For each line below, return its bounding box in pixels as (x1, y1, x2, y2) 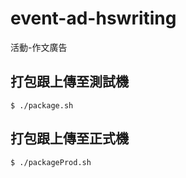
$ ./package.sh (10, 100, 74, 111)
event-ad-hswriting (10, 7, 177, 30)
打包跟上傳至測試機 (10, 73, 129, 91)
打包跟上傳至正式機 (10, 130, 129, 147)
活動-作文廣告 (10, 41, 68, 53)
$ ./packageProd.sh (10, 157, 92, 167)
